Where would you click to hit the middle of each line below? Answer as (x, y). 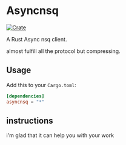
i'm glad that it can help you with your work (60, 135)
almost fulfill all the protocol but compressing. (63, 51)
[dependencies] (25, 96)
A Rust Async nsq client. (37, 39)
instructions (30, 120)
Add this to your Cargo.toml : (41, 85)
